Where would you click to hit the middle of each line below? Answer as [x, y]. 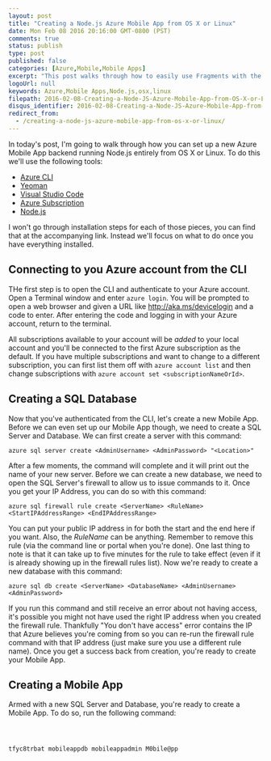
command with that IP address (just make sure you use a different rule [125, 642]
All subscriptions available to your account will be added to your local [124, 339]
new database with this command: [65, 571]
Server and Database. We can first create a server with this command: [125, 435]
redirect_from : [34, 114]
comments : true [34, 38]
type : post [27, 53]
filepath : [25, 99]
